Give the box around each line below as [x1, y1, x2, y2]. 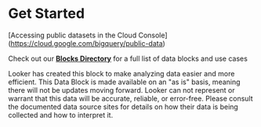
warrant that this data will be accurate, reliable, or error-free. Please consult [8, 93, 253, 103]
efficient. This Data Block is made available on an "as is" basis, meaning [8, 77, 241, 86]
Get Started [8, 5, 85, 23]
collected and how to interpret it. [8, 110, 114, 119]
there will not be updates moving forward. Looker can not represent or [8, 85, 235, 94]
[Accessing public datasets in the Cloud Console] [8, 30, 168, 40]
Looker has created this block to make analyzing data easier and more [8, 69, 235, 78]
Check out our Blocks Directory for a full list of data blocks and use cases [8, 54, 248, 63]
